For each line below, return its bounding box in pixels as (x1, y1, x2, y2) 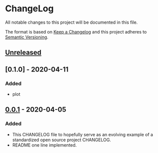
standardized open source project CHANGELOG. (12, 137, 111, 143)
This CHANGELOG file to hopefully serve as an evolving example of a (12, 131, 153, 137)
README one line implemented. (12, 142, 77, 148)
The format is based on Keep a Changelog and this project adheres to (5, 29, 147, 35)
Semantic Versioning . (5, 34, 48, 40)
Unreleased (5, 48, 42, 57)
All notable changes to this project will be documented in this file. (5, 19, 138, 25)
